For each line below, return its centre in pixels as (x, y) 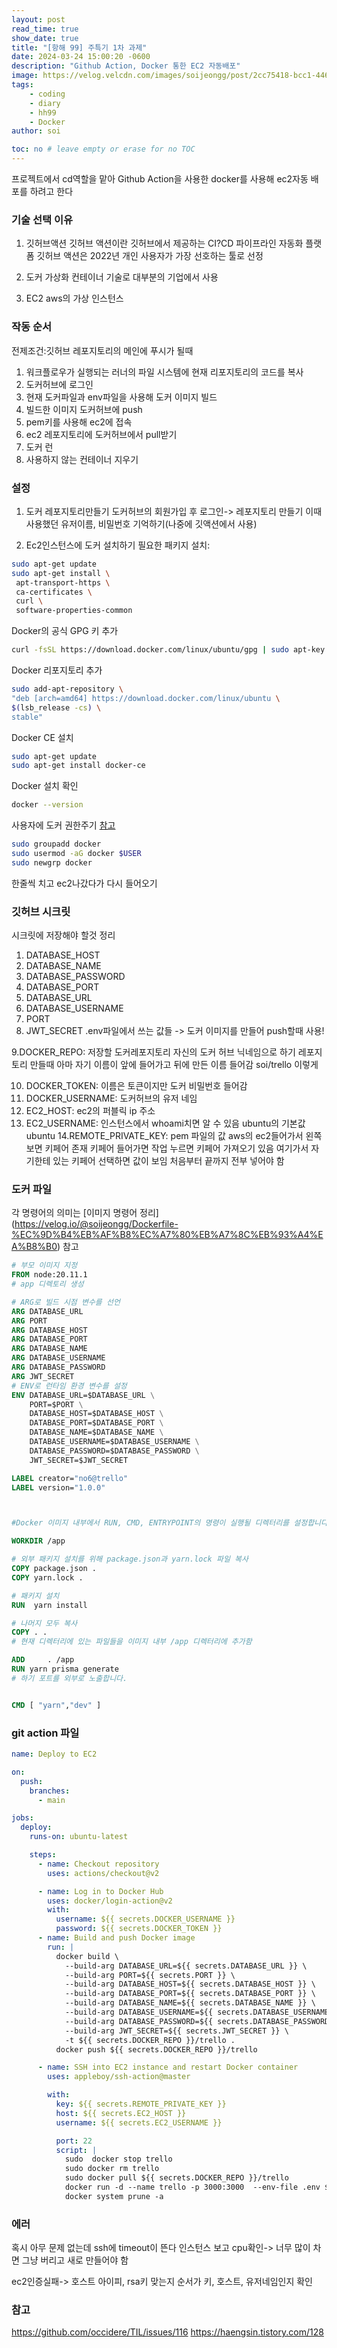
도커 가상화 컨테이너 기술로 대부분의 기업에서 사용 (122, 277)
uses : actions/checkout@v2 (103, 1873)
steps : (43, 1855)
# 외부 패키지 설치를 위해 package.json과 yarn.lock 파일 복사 (130, 1559)
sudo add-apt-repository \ (67, 689)
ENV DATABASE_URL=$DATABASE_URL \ (83, 1395)
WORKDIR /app (38, 1541)
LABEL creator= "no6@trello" (70, 1478)
